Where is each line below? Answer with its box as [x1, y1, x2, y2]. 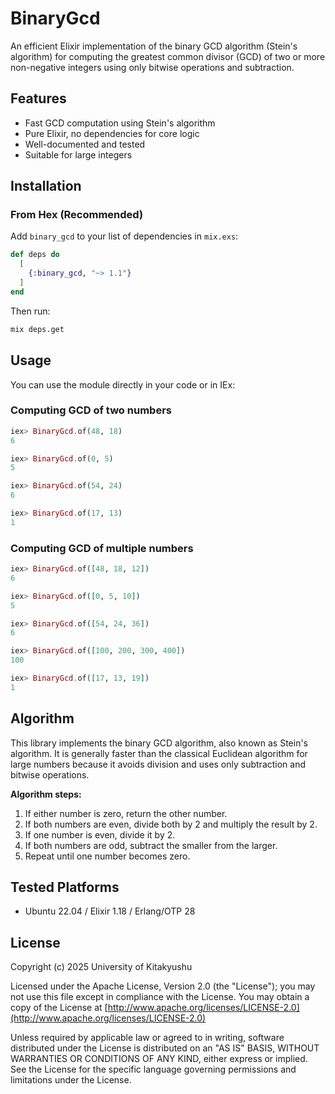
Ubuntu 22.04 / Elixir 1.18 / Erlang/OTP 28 [24, 905, 196, 917]
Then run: [10, 305, 51, 317]
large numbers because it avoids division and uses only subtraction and [10, 758, 307, 770]
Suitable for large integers [24, 148, 133, 161]
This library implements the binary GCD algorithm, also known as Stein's [10, 737, 309, 749]
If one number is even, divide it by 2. [24, 828, 176, 841]
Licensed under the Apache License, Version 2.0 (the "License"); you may [10, 980, 316, 992]
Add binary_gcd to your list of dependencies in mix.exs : [10, 230, 239, 242]
